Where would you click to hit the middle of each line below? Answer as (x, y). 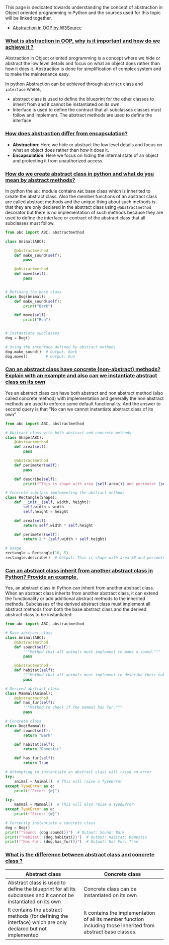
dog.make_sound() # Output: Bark (41, 352)
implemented (23, 935)
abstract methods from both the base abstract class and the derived (76, 609)
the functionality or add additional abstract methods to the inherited (75, 599)
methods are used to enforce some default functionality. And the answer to (83, 403)
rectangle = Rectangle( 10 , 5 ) (37, 553)
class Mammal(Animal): (29, 693)
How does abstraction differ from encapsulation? (67, 134)
